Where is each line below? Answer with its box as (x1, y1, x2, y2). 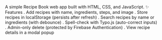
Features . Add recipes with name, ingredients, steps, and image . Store (5, 10, 148, 15)
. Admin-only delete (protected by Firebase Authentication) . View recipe (5, 25, 150, 30)
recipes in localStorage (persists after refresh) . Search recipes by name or (5, 14, 155, 20)
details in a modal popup (5, 30, 54, 35)
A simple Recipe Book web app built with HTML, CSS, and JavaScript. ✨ (5, 4, 149, 10)
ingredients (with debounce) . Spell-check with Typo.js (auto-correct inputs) (5, 20, 158, 25)
